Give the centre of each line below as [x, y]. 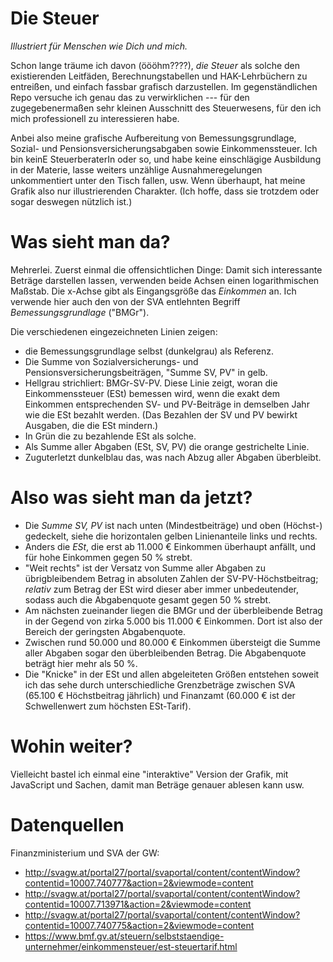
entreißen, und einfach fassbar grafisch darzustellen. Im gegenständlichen [164, 86]
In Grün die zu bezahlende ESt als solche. [110, 436]
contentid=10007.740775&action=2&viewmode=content [139, 925]
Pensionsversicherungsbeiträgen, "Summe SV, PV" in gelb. [146, 372]
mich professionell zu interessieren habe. [95, 118]
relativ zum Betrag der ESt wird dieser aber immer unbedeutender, [162, 589]
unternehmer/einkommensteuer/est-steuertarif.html [131, 946]
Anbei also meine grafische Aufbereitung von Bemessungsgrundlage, [153, 138]
